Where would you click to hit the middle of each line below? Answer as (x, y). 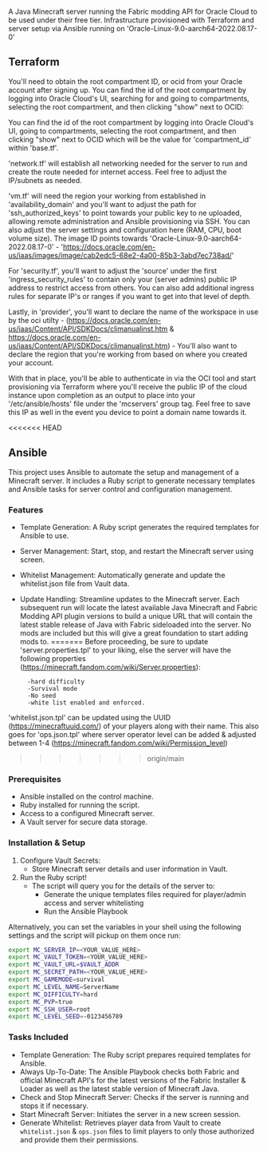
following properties (53, 658)
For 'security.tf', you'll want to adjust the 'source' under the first (113, 270)
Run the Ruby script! (53, 877)
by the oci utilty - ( (39, 320)
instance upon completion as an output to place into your (102, 395)
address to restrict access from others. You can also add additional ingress (132, 288)
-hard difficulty (56, 682)
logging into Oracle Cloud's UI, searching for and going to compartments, (129, 98)
